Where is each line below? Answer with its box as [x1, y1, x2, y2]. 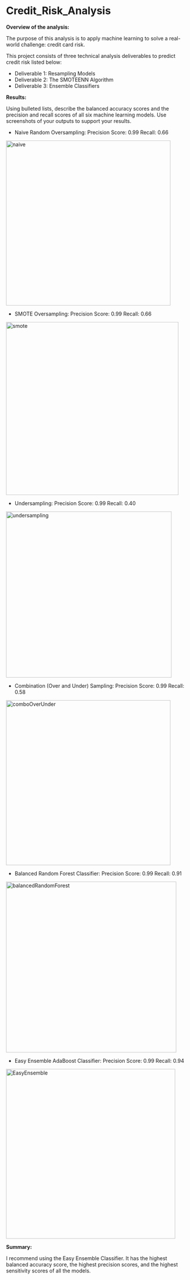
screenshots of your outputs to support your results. [6, 117, 132, 124]
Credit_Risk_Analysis [6, 4, 111, 18]
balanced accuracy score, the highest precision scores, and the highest [6, 1261, 178, 1268]
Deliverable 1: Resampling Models [14, 70, 96, 77]
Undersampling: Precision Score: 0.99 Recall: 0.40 [14, 499, 136, 507]
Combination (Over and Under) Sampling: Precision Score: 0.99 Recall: [14, 682, 185, 689]
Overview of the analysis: [6, 23, 70, 30]
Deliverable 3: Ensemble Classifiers [14, 82, 100, 89]
